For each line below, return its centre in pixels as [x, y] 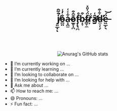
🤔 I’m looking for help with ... [40, 80]
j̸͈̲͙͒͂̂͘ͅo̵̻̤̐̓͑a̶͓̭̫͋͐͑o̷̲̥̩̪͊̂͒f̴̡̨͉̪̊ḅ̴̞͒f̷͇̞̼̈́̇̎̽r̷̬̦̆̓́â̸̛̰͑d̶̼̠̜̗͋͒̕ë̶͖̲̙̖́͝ [83, 19]
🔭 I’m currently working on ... [40, 63]
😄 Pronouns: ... [26, 98]
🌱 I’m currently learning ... [37, 69]
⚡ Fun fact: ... [24, 104]
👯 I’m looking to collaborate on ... [44, 74]
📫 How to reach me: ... [34, 91]
